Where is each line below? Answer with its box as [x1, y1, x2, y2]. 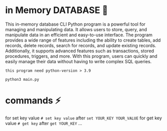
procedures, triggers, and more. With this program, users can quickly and [5, 53, 157, 59]
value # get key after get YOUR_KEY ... [5, 120, 82, 126]
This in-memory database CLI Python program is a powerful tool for [5, 21, 146, 27]
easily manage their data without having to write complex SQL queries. [5, 58, 152, 64]
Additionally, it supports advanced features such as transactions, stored [5, 48, 154, 54]
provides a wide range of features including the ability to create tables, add [5, 37, 161, 43]
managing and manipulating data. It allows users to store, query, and [5, 26, 147, 32]
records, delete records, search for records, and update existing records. [5, 42, 156, 48]
